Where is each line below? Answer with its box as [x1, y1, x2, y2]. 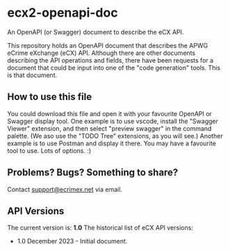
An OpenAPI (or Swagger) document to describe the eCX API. [7, 28, 184, 36]
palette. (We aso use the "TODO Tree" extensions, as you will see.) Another [7, 131, 224, 140]
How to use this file [7, 91, 92, 103]
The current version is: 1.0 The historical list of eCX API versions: [7, 224, 193, 232]
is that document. [7, 71, 58, 79]
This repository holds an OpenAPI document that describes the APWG [7, 41, 208, 49]
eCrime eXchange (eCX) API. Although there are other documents [7, 49, 196, 57]
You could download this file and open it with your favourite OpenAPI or [7, 109, 212, 118]
